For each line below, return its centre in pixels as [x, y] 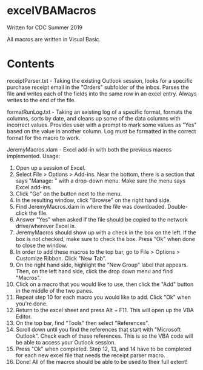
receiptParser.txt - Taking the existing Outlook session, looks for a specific [100, 80]
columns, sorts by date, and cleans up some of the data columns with [94, 118]
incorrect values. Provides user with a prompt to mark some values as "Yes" [102, 125]
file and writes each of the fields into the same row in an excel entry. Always [102, 93]
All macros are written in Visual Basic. [54, 39]
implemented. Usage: [34, 156]
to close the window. [42, 245]
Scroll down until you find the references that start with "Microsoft [98, 329]
